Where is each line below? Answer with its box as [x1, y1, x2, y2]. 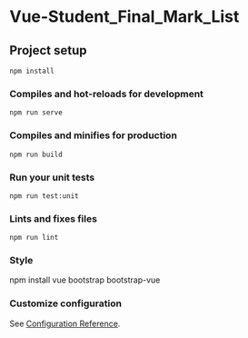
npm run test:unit [9, 191, 79, 201]
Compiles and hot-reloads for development [9, 87, 204, 100]
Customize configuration [9, 297, 123, 310]
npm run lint [9, 234, 59, 243]
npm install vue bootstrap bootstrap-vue [9, 274, 161, 285]
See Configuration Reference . [9, 318, 121, 329]
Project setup [9, 43, 88, 58]
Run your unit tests [9, 171, 95, 184]
